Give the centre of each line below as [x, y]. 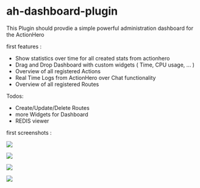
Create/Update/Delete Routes [52, 107]
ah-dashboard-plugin [62, 11]
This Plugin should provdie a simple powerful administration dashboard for [100, 28]
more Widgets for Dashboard [52, 114]
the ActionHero [25, 34]
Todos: [15, 96]
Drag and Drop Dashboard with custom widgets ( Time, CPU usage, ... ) [105, 65]
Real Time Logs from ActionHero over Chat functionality [85, 78]
